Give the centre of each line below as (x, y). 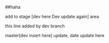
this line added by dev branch (35, 26)
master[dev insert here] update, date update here (55, 35)
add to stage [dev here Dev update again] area (52, 16)
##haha (13, 7)
